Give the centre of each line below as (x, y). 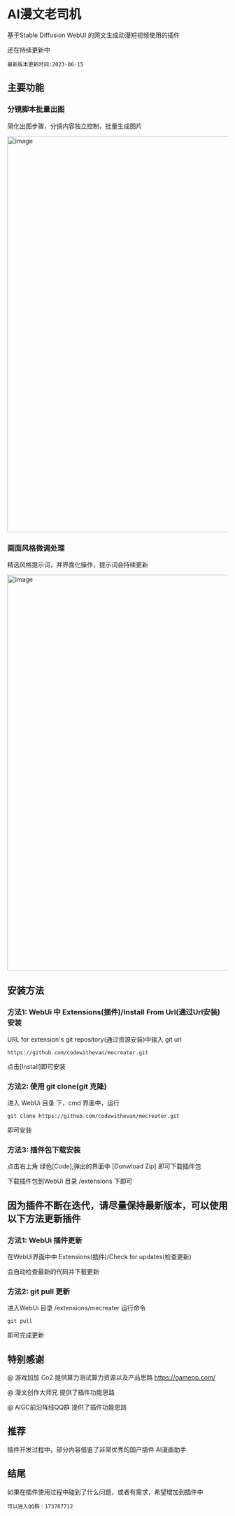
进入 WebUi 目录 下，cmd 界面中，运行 (64, 1103)
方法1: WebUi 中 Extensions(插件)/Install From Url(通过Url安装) (114, 1012)
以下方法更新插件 (44, 1218)
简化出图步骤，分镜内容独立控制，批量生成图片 (74, 126)
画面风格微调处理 (36, 548)
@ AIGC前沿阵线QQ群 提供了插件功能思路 (67, 1407)
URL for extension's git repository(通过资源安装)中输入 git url (94, 1039)
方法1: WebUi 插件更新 (45, 1240)
